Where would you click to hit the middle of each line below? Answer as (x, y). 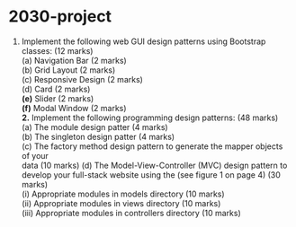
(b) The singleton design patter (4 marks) (98, 136)
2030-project (60, 17)
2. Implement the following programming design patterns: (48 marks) (150, 118)
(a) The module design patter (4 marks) (94, 127)
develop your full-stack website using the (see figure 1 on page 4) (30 (151, 175)
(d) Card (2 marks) (56, 89)
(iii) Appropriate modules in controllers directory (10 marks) (131, 213)
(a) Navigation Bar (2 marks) (74, 60)
